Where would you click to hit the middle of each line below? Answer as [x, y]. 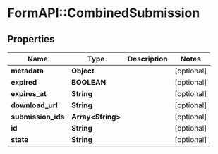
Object [83, 71]
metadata [27, 71]
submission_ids [38, 117]
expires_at [29, 94]
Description [147, 59]
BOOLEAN [89, 82]
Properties [31, 39]
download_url [34, 105]
